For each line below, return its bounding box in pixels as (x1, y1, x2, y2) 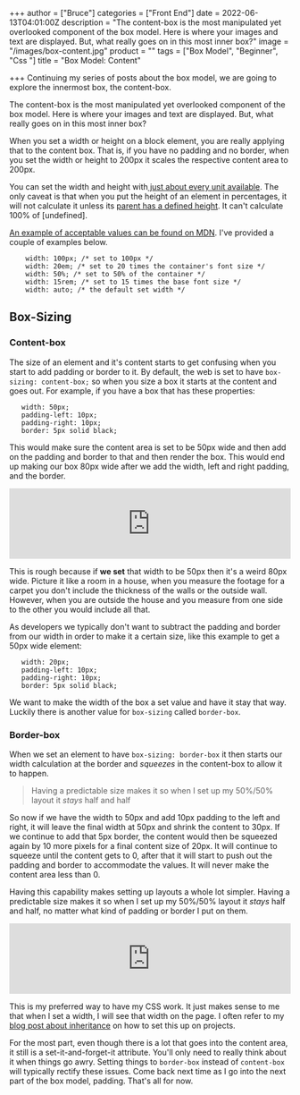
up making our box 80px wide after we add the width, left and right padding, (9, 461, 290, 471)
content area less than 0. (9, 869, 101, 879)
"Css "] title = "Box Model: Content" (9, 55, 141, 65)
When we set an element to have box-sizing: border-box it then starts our (9, 749, 283, 760)
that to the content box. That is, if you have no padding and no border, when (9, 145, 290, 156)
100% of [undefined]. (9, 210, 87, 220)
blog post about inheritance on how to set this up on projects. (9, 1020, 236, 1031)
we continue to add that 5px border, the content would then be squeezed (9, 831, 279, 842)
